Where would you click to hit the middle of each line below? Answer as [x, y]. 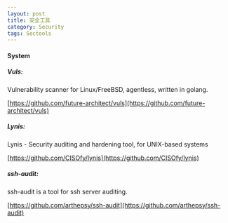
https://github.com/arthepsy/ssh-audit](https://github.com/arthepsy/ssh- [115, 205]
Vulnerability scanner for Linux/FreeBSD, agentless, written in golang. [108, 89]
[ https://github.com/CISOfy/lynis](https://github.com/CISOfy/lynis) [103, 158]
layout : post [26, 14]
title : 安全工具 [29, 20]
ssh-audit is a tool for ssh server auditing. [67, 191]
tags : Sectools [29, 33]
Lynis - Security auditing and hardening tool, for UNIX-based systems [108, 144]
